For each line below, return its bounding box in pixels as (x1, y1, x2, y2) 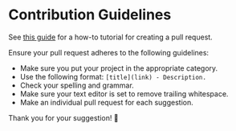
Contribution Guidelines (8, 6, 172, 24)
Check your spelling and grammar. (19, 80, 134, 90)
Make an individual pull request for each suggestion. (19, 97, 194, 107)
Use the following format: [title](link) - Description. (19, 72, 207, 81)
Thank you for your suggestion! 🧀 (8, 113, 119, 122)
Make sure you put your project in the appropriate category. (19, 63, 218, 73)
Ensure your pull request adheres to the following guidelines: (8, 47, 210, 57)
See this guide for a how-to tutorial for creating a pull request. (8, 32, 213, 42)
